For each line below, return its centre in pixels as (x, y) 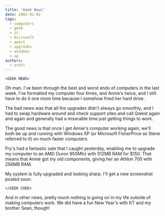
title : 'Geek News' (25, 10)
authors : (14, 61)
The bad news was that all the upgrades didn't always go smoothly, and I (79, 108)
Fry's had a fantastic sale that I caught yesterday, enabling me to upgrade (80, 148)
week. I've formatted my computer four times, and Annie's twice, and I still (81, 93)
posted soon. (19, 179)
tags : (11, 19)
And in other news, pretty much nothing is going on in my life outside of (78, 198)
